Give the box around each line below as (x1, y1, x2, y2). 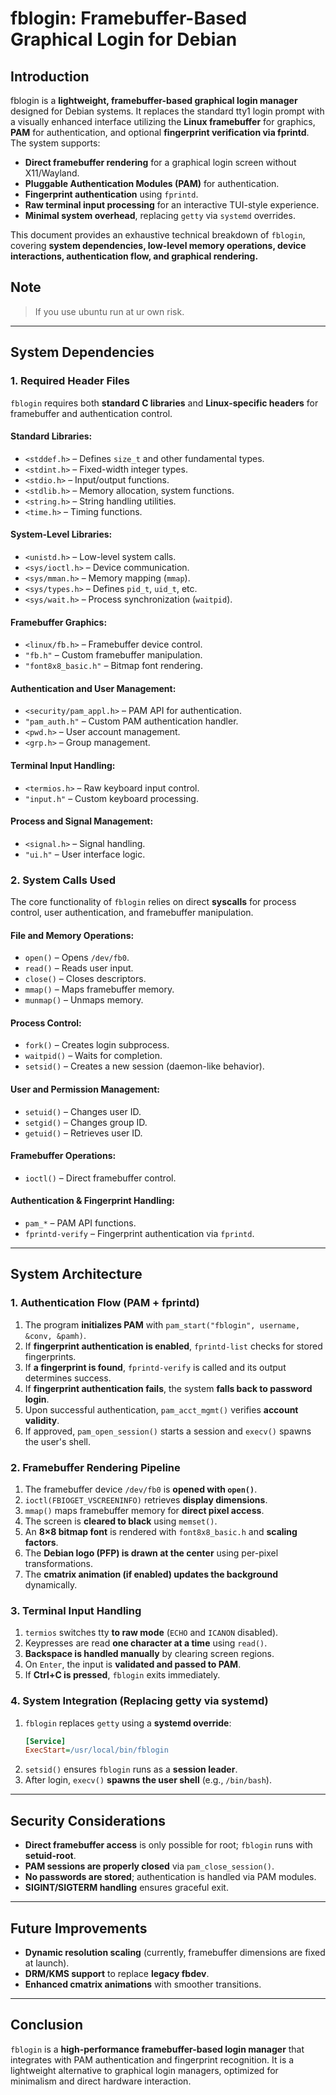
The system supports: (10, 137, 101, 149)
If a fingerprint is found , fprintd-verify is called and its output (24, 1361, 287, 1373)
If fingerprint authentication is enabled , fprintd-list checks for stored (24, 1340, 323, 1352)
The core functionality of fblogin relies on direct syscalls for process (10, 896, 297, 908)
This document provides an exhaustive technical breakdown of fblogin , (10, 229, 306, 241)
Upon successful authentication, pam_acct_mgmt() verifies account (24, 1403, 299, 1416)
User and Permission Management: (10, 1083, 161, 1096)
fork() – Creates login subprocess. (24, 1039, 170, 1051)
